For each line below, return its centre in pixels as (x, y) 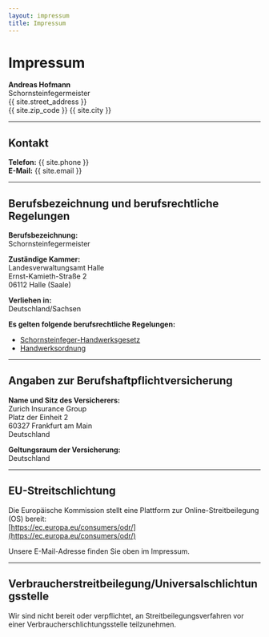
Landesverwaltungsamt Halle (56, 268)
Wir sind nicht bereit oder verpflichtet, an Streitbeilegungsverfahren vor (126, 615)
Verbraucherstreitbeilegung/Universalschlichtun (133, 584)
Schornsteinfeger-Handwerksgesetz (80, 340)
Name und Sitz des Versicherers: (64, 400)
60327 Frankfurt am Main (50, 426)
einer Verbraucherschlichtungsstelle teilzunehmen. (92, 624)
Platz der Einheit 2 (38, 417)
